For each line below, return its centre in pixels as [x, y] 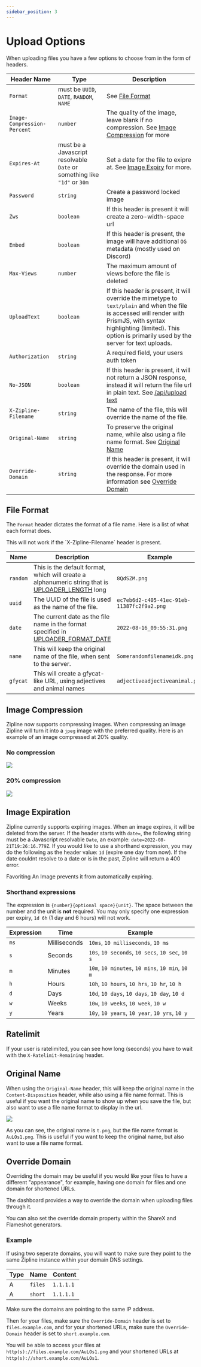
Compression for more [138, 135]
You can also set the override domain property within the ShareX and [91, 1219]
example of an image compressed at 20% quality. [67, 737]
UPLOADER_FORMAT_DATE [72, 639]
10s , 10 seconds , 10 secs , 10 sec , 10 [138, 952]
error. [13, 865]
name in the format [60, 625]
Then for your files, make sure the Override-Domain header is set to [89, 1320]
